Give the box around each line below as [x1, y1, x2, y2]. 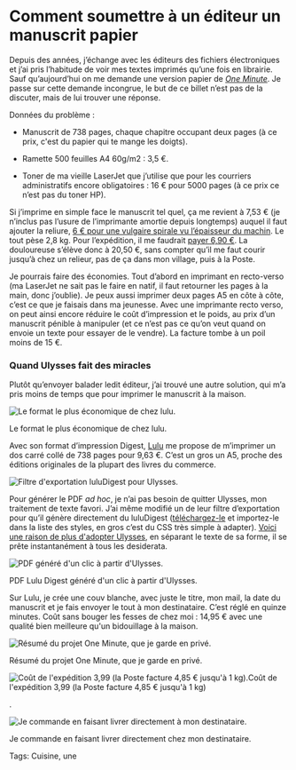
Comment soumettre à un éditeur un [9, 6, 282, 27]
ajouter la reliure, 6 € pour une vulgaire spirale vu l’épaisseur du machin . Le [9, 225, 284, 236]
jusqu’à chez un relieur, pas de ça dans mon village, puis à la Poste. [9, 253, 255, 264]
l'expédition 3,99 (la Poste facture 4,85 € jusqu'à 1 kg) [9, 682, 206, 693]
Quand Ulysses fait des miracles [9, 359, 152, 371]
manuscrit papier [9, 25, 139, 45]
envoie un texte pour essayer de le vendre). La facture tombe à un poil [9, 327, 266, 338]
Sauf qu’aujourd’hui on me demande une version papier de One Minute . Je [9, 73, 282, 83]
